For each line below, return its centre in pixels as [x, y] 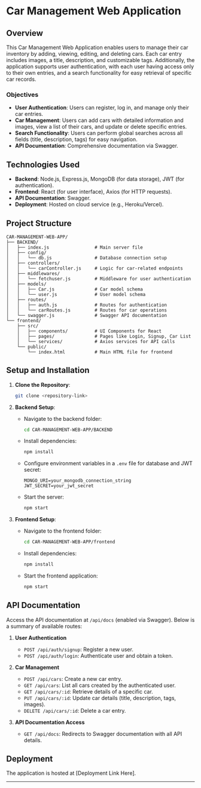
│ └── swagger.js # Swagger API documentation [87, 315]
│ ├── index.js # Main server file [75, 247]
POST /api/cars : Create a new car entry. [73, 679]
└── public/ [32, 347]
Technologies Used [43, 165]
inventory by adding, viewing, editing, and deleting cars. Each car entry [94, 54]
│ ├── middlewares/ [33, 273]
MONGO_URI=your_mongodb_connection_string [77, 481]
